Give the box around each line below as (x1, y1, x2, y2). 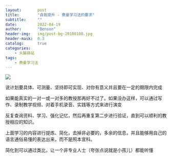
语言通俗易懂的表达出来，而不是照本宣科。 (5, 136, 95, 143)
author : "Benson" (5, 27, 56, 32)
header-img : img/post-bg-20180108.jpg (5, 31, 93, 36)
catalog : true (5, 41, 47, 46)
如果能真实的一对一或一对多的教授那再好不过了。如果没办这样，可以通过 (5, 95, 158, 102)
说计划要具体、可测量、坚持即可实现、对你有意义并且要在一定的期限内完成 (5, 84, 162, 90)
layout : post (5, 7, 47, 13)
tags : (5, 55, 17, 61)
